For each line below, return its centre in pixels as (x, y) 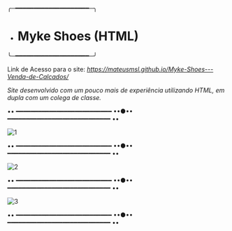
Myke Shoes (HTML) (78, 36)
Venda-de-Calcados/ (38, 76)
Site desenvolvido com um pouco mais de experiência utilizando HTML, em (116, 90)
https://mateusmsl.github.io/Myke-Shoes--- (150, 69)
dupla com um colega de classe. (54, 97)
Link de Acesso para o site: (46, 69)
